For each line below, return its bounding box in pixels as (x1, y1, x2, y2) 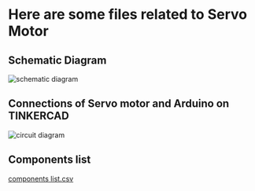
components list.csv (8, 174, 74, 183)
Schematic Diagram (8, 53, 107, 67)
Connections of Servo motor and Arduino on (8, 97, 230, 111)
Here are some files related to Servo (8, 6, 248, 24)
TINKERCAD (8, 109, 69, 123)
